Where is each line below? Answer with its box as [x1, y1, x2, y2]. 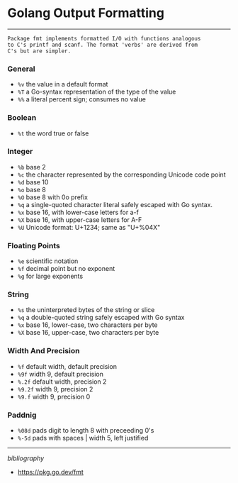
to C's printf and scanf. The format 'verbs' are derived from [7, 41, 198, 48]
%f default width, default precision [17, 362, 118, 370]
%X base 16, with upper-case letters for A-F [17, 215, 142, 224]
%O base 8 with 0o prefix [17, 193, 89, 201]
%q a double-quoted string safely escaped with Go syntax [17, 313, 185, 322]
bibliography [7, 454, 45, 462]
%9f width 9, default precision [17, 370, 104, 378]
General [7, 64, 35, 74]
